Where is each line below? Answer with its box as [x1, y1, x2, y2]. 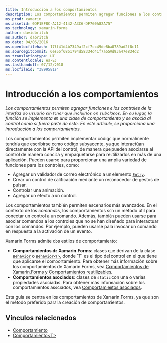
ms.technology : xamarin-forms [5, 26, 68, 31]
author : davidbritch [5, 30, 49, 35]
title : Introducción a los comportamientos [5, 7, 97, 12]
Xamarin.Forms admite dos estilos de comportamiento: [5, 238, 117, 244]
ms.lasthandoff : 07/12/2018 [5, 62, 64, 67]
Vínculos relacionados [5, 314, 76, 322]
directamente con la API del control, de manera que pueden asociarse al [5, 146, 153, 152]
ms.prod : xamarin [5, 16, 42, 21]
